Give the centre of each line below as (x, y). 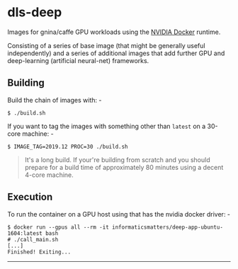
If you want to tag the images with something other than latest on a (107, 126)
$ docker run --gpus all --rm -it (58, 227)
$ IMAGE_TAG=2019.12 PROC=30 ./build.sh (68, 147)
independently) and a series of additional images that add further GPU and (116, 53)
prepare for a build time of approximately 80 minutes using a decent (124, 167)
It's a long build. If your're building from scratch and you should (117, 159)
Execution (30, 197)
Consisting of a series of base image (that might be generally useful (106, 45)
